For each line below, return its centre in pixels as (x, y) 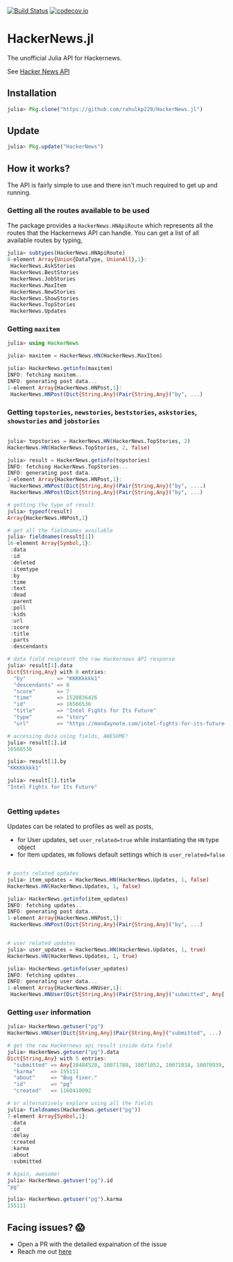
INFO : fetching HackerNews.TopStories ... (68, 466)
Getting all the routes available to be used (78, 210)
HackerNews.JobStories (43, 279)
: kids (18, 614)
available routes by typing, (45, 240)
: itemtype (24, 569)
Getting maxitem (34, 329)
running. (19, 193)
